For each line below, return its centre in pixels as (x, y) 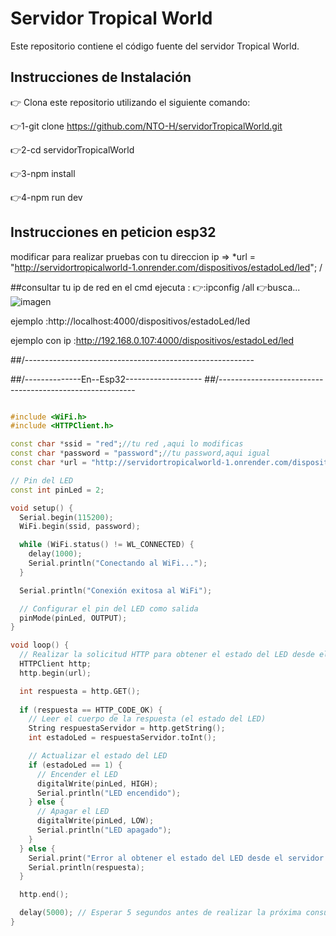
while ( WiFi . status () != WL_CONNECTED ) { (107, 545)
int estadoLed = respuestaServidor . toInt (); (122, 738)
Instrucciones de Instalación (101, 77)
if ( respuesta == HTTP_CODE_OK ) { (91, 710)
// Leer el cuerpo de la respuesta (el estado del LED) (147, 719)
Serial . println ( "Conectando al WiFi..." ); (118, 563)
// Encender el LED (77, 774)
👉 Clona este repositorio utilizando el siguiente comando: (130, 102)
